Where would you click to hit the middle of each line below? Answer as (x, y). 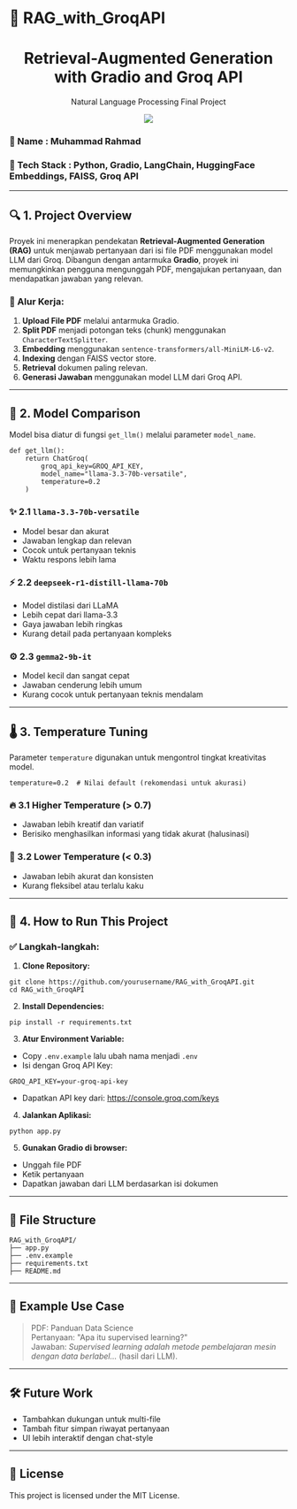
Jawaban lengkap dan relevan (77, 540)
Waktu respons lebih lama (69, 559)
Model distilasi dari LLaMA (70, 605)
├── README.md (35, 1272)
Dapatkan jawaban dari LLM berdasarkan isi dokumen (120, 1183)
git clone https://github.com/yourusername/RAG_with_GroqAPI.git (132, 982)
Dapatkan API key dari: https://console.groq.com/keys (120, 1098)
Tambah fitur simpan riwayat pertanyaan (95, 1429)
